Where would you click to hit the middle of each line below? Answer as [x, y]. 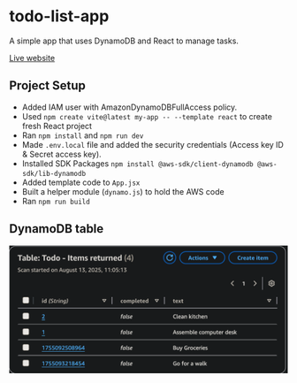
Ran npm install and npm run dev [83, 135]
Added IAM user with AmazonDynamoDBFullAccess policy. [129, 107]
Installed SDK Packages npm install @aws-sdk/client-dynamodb [137, 163]
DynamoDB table [57, 229]
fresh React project [57, 126]
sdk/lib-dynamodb [54, 173]
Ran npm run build [56, 201]
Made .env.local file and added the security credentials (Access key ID [153, 144]
